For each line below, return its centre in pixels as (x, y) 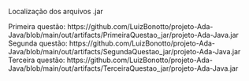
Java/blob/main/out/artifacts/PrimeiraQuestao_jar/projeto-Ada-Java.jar (123, 35)
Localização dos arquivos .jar (56, 11)
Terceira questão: (37, 60)
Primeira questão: (37, 26)
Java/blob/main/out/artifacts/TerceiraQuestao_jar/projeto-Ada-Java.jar (123, 68)
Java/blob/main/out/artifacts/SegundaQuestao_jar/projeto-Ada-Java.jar (124, 52)
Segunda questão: (38, 43)
